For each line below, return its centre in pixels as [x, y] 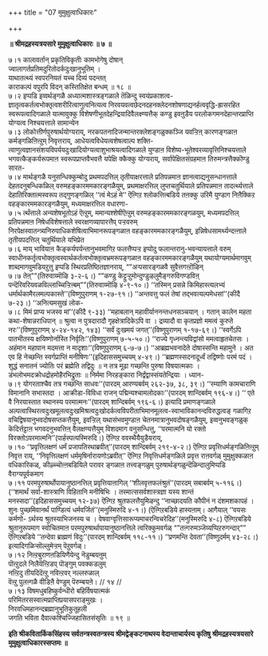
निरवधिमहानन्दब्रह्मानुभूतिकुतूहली [48, 609]
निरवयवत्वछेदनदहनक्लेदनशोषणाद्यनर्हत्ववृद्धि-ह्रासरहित [174, 105]
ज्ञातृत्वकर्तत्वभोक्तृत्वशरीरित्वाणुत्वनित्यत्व [57, 105]
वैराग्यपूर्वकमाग [26, 474]
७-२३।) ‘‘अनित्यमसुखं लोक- [46, 303]
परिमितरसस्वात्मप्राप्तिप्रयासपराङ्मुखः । [56, 600]
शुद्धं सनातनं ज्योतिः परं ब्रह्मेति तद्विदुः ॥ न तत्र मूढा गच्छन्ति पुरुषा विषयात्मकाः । [104, 366]
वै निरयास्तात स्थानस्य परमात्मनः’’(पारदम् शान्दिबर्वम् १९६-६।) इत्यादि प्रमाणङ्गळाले [112, 402]
